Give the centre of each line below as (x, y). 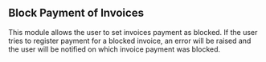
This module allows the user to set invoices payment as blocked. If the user (133, 32)
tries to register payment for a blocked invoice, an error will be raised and (130, 41)
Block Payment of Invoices (76, 13)
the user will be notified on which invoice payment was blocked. (115, 49)
